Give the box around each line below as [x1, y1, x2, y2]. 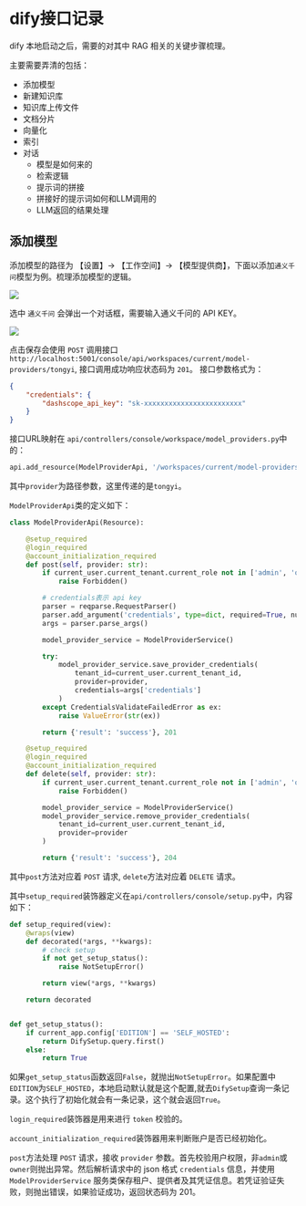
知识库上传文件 [22, 101, 79, 112]
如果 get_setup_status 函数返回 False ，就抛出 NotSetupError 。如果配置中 [9, 1071, 276, 1082]
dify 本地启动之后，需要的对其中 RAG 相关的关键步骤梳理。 [9, 40, 230, 51]
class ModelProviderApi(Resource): [9, 518, 145, 527]
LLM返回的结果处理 [36, 204, 109, 215]
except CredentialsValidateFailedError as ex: [42, 702, 222, 712]
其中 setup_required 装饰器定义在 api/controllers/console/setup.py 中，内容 [9, 890, 293, 901]
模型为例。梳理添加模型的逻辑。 [15, 271, 137, 282]
